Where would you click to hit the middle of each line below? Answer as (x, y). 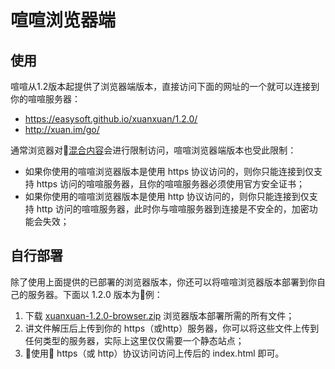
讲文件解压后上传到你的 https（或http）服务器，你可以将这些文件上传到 (172, 328)
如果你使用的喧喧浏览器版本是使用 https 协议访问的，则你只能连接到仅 (169, 171)
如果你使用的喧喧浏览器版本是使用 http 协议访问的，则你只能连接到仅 (167, 196)
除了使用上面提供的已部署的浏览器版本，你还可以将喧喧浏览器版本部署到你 (163, 282)
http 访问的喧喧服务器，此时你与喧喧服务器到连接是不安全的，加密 (173, 209)
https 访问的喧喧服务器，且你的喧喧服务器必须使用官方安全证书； (171, 184)
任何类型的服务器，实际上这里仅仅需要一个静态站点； (134, 340)
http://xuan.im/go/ (62, 129)
